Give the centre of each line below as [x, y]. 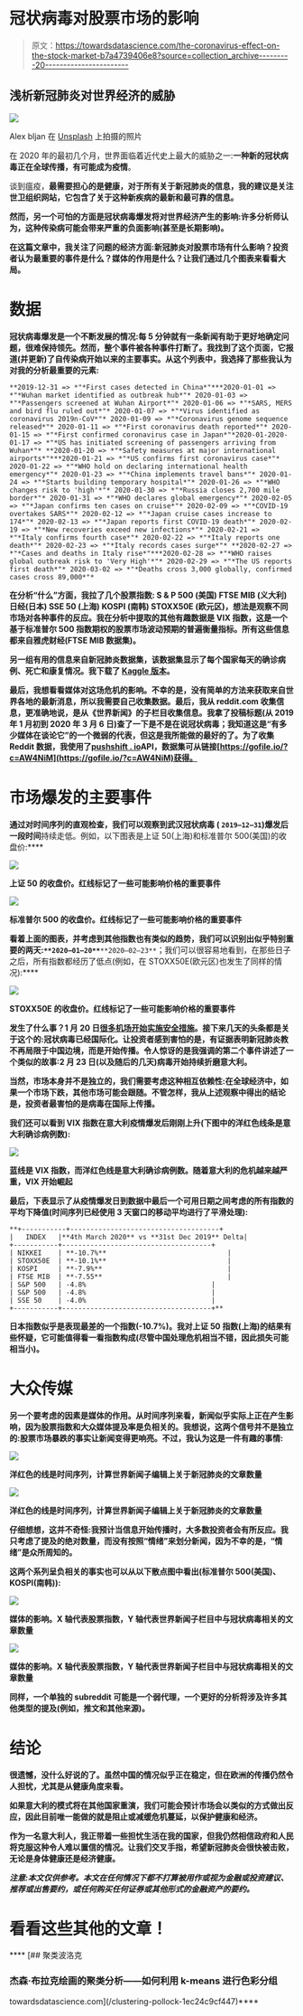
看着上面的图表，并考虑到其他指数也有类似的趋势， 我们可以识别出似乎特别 [147, 938]
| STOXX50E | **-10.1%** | [120, 1261]
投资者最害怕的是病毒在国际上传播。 [92, 1103]
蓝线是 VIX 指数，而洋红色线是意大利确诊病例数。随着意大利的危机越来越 [145, 1170]
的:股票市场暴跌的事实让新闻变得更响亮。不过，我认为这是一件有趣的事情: [147, 1437]
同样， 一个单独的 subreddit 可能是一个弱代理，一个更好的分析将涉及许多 [144, 1697]
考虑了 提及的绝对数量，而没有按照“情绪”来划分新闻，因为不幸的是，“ [146, 1540]
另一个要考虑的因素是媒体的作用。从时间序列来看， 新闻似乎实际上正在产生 [147, 1415]
